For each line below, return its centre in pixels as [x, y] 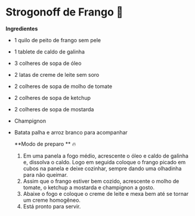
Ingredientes [22, 29]
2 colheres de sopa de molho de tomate [63, 86]
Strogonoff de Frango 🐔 [64, 12]
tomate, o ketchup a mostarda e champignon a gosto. [89, 187]
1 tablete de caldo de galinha [49, 51]
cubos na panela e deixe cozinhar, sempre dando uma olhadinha [102, 168]
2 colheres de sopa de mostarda [54, 109]
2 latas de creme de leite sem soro [57, 74]
